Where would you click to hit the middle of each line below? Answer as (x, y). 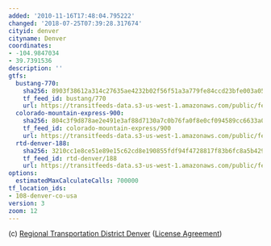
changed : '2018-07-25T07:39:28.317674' (75, 23)
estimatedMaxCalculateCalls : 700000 (77, 181)
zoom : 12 (23, 211)
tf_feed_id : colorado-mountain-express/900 (97, 128)
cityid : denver (34, 31)
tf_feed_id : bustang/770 (65, 98)
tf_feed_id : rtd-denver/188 (70, 158)
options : (23, 173)
